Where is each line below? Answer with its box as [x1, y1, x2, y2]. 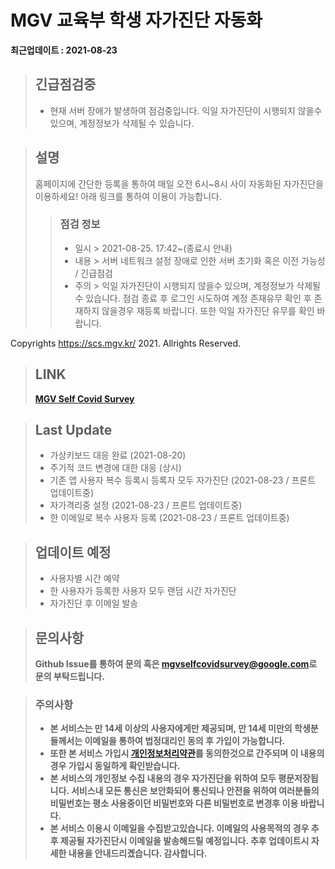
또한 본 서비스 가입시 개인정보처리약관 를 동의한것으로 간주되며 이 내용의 [49, 747, 325, 760]
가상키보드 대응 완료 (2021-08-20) [49, 449, 187, 461]
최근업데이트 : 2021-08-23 [10, 44, 118, 56]
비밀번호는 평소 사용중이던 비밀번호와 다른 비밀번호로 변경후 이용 [49, 797, 299, 810]
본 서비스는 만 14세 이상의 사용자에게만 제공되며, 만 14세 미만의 [49, 722, 293, 735]
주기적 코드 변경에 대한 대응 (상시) [49, 462, 182, 474]
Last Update [34, 422, 113, 439]
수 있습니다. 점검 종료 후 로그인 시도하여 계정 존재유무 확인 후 [74, 292, 312, 304]
